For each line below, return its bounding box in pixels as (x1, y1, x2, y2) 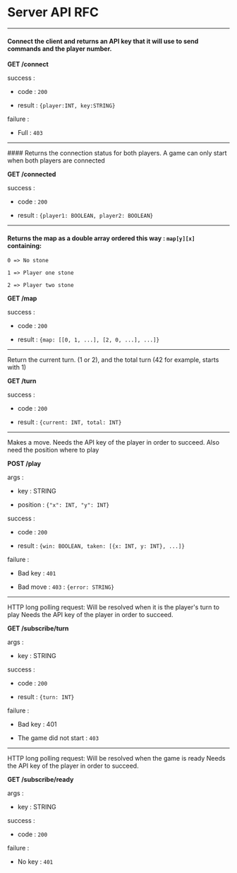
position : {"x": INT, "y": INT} (17, 500, 110, 509)
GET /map (7, 294, 37, 303)
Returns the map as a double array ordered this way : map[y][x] (7, 234, 195, 242)
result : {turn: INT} (17, 693, 75, 701)
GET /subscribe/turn (7, 624, 69, 633)
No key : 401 (17, 857, 54, 866)
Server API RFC (7, 4, 99, 20)
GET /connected (7, 170, 56, 179)
